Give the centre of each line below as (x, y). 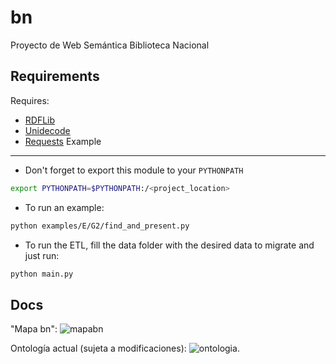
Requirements (55, 76)
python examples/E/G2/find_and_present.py (100, 226)
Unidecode (47, 130)
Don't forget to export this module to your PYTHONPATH (134, 170)
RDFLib (40, 120)
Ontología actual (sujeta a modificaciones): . (125, 348)
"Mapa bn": (34, 329)
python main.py (42, 274)
